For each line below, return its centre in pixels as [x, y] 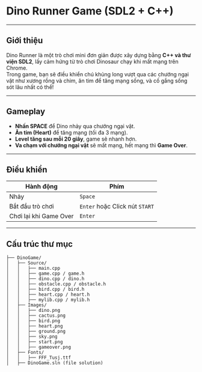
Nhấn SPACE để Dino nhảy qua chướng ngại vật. [75, 126]
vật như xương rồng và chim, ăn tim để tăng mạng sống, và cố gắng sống [97, 81]
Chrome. [17, 68]
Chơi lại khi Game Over [41, 216]
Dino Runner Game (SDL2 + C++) [90, 11]
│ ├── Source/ [26, 263]
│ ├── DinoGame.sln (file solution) [55, 363]
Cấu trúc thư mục [40, 244]
